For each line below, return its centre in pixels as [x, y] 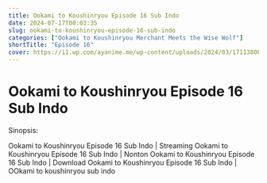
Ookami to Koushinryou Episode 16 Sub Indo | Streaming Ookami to [118, 145]
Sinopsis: [23, 130]
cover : [19, 52]
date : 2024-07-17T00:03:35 [53, 23]
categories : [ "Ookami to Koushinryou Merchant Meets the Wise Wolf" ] [126, 38]
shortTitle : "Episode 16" [51, 45]
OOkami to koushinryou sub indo [62, 170]
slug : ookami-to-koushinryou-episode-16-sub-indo [92, 30]
